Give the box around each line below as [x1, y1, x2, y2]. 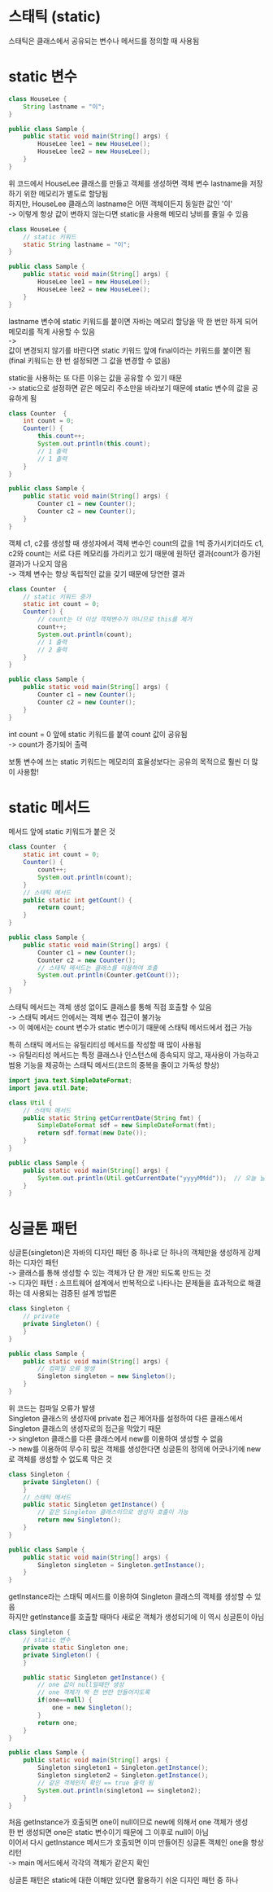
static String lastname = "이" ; [23, 240, 132, 248]
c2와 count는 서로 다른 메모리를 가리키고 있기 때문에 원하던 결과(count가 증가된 [8, 548, 262, 558]
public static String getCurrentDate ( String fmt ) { [23, 1113, 201, 1122]
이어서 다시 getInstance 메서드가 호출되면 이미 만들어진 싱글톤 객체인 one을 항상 [8, 1837, 264, 1847]
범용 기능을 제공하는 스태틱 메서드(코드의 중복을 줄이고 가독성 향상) [8, 1060, 220, 1070]
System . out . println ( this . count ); [37, 440, 151, 448]
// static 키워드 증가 [23, 592, 92, 601]
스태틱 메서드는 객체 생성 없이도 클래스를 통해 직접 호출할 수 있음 [8, 1003, 213, 1012]
